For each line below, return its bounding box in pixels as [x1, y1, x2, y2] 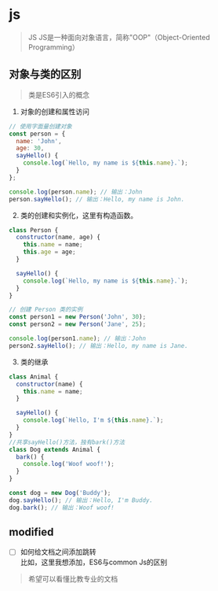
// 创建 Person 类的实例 [9, 305, 83, 314]
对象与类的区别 [9, 68, 82, 81]
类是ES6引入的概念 [27, 90, 89, 99]
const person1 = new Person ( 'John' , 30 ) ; [9, 313, 147, 321]
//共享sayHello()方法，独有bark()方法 [9, 438, 125, 446]
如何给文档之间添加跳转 [20, 547, 96, 556]
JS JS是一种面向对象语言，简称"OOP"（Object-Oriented [27, 32, 210, 42]
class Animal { [9, 372, 59, 381]
